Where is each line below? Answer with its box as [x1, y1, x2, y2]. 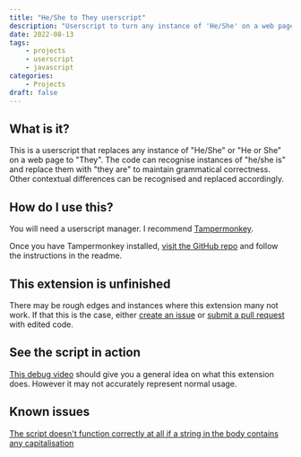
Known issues [9, 404, 90, 419]
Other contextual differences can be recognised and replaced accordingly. [9, 174, 285, 185]
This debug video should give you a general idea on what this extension [9, 368, 275, 379]
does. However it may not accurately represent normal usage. [9, 378, 237, 389]
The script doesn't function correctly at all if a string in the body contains [9, 427, 279, 439]
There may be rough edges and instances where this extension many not [9, 299, 279, 310]
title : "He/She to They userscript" [9, 13, 146, 22]
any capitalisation [9, 437, 74, 448]
